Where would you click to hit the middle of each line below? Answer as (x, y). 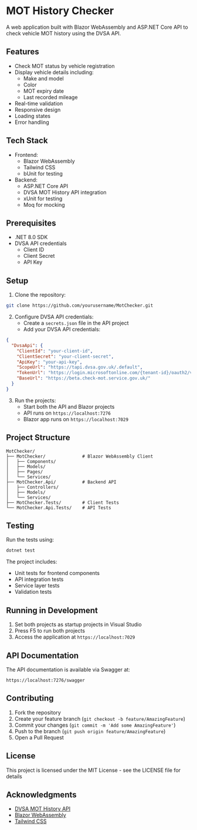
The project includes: (32, 562)
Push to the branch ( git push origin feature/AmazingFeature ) (90, 731)
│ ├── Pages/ (25, 472)
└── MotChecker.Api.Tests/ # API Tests (59, 508)
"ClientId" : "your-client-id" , (55, 351)
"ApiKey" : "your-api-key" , (50, 362)
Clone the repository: (40, 295)
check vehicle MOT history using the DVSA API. (64, 33)
